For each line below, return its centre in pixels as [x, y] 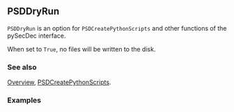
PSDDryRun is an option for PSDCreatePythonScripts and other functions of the [117, 28]
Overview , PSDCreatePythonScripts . [59, 82]
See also [22, 67]
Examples [24, 100]
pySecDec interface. [37, 35]
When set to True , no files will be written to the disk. [81, 49]
